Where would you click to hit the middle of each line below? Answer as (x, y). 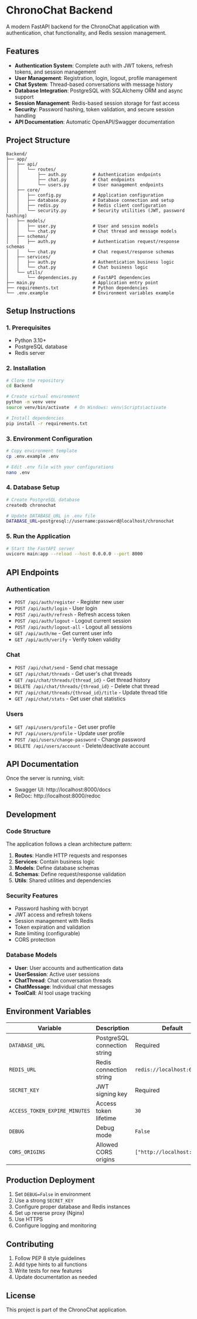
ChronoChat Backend (60, 10)
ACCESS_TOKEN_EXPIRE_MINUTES (50, 1111)
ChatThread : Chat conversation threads (63, 980)
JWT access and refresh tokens (53, 915)
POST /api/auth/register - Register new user (69, 602)
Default (173, 1028)
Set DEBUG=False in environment (52, 1194)
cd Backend (19, 386)
